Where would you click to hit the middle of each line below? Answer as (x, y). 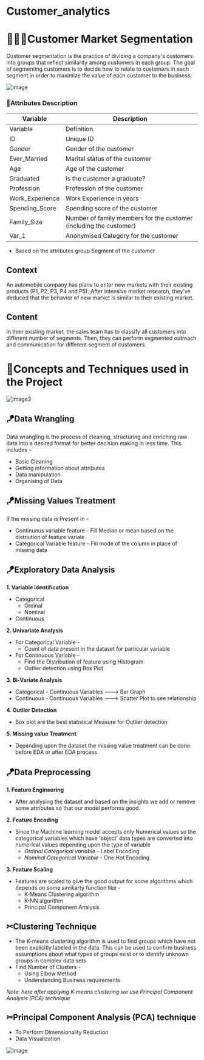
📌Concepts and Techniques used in (98, 369)
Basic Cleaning (34, 461)
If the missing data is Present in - (48, 518)
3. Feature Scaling (30, 870)
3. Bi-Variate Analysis (34, 680)
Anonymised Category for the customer (122, 236)
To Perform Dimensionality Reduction (62, 1032)
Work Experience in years (102, 198)
